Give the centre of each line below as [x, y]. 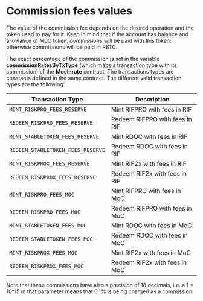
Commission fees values [69, 11]
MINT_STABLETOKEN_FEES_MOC [48, 225]
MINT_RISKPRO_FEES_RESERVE [48, 109]
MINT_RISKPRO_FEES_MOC [42, 195]
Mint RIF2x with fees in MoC [151, 253]
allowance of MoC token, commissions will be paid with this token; [89, 40]
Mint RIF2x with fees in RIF [149, 163]
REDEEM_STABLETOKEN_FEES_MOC [51, 239]
